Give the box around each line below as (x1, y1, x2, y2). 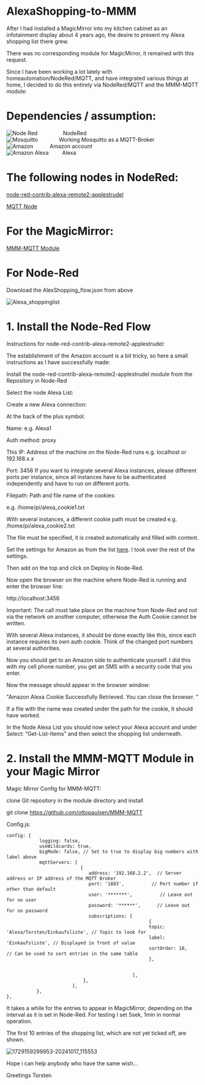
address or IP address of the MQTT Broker (6, 875, 116, 882)
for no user (6, 896, 37, 903)
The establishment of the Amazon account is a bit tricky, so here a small (6, 352, 188, 359)
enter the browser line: (6, 582, 64, 590)
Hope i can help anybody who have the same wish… (6, 1059, 138, 1067)
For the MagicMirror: (6, 224, 114, 238)
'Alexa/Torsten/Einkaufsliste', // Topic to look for (6, 929, 147, 935)
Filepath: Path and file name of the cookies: (6, 491, 116, 499)
